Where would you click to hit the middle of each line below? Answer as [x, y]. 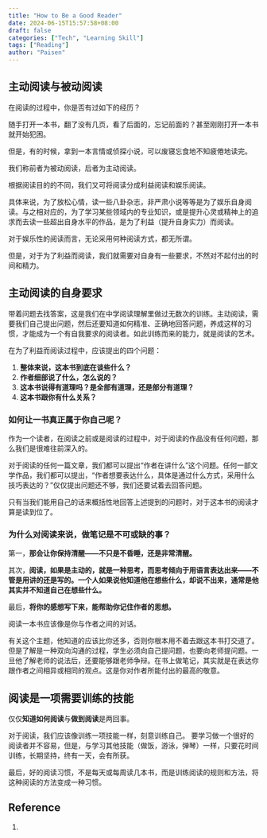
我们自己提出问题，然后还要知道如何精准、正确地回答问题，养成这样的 [130, 324]
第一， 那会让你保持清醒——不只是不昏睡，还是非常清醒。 [102, 553]
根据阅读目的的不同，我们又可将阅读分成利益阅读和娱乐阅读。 [109, 184]
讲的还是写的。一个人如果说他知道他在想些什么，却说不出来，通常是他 [144, 580]
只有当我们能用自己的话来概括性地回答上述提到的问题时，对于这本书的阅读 [130, 502]
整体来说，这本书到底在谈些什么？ [75, 367]
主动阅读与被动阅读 [55, 87]
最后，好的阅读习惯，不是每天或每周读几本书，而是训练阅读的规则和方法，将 [133, 773]
